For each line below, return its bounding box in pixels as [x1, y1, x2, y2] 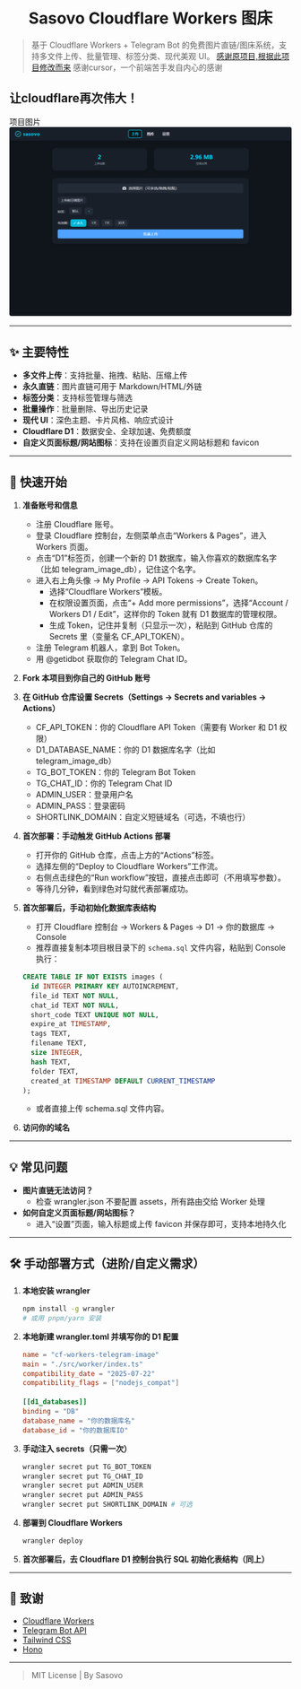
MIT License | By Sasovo [30, 1669, 124, 1680]
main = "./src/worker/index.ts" [21, 1360, 143, 1369]
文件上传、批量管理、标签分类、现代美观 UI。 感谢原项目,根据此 [47, 50, 282, 61]
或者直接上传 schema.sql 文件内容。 [35, 1103, 169, 1114]
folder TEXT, [30, 1067, 80, 1076]
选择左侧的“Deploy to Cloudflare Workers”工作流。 [35, 861, 223, 872]
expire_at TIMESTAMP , [30, 1020, 112, 1029]
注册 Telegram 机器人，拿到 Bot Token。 [35, 642, 185, 653]
